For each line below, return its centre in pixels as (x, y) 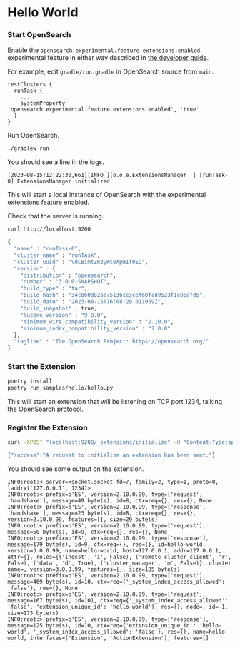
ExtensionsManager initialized (64, 182)
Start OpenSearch (39, 35)
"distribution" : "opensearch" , (68, 275)
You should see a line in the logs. (56, 162)
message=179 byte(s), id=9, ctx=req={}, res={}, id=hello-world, (106, 545)
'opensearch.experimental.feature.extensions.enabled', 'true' (104, 110)
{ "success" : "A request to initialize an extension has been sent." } (111, 455)
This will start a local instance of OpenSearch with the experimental (107, 195)
